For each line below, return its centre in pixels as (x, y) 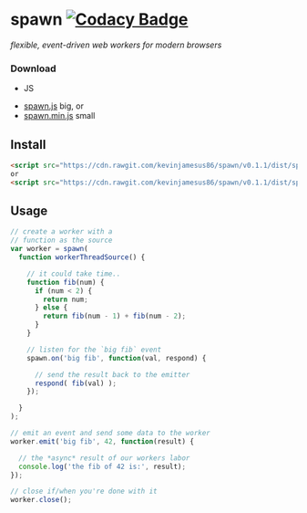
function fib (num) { (66, 282)
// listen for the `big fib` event (94, 350)
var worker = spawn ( (50, 249)
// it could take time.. (74, 274)
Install (28, 145)
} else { (51, 308)
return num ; (66, 299)
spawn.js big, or (54, 106)
